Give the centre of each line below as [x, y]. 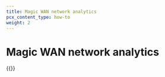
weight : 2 [18, 23]
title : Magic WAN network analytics [51, 12]
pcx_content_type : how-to [38, 17]
